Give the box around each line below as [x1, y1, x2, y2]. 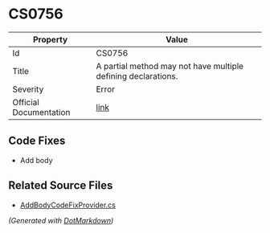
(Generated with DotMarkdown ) [8, 215, 114, 225]
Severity [12, 84, 44, 95]
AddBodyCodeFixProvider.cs [19, 200, 117, 210]
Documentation [12, 106, 71, 117]
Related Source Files [8, 178, 113, 193]
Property [32, 34, 68, 45]
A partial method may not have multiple [96, 60, 243, 72]
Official [12, 96, 40, 108]
